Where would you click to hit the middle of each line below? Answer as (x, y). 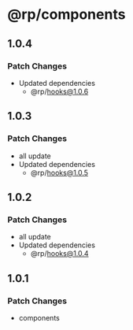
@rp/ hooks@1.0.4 (59, 254)
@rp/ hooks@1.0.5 (59, 172)
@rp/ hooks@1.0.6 (59, 91)
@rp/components (66, 15)
